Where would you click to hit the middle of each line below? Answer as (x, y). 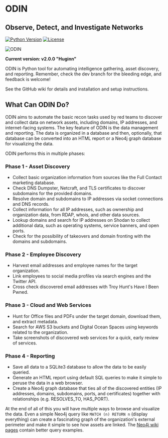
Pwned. (20, 292)
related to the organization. (40, 332)
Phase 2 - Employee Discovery (43, 254)
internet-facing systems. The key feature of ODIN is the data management (82, 127)
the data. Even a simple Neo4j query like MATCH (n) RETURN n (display (76, 414)
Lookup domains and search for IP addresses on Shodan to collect (81, 220)
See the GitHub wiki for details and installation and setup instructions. (77, 89)
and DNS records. (31, 204)
